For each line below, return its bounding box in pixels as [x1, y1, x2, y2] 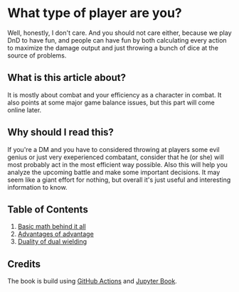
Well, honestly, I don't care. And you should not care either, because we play [7, 28, 233, 37]
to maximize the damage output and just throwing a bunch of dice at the [7, 43, 219, 52]
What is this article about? [7, 72, 127, 84]
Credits [7, 258, 41, 270]
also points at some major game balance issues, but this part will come [7, 98, 215, 107]
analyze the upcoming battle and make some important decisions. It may [7, 168, 221, 176]
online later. [7, 105, 42, 114]
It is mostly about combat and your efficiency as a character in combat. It [7, 90, 222, 99]
